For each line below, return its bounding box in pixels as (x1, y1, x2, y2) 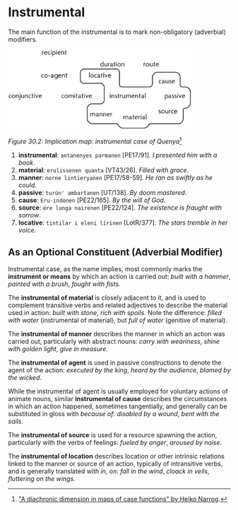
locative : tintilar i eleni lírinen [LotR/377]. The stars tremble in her (18, 218, 228, 227)
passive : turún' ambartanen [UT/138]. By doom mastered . (18, 188, 187, 196)
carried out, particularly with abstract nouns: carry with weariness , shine (8, 337, 220, 346)
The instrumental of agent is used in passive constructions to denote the (8, 358, 222, 367)
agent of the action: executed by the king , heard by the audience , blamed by (8, 366, 232, 374)
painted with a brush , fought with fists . (8, 280, 121, 288)
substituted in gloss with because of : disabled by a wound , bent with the (8, 410, 220, 418)
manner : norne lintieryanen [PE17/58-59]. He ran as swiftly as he (18, 173, 213, 182)
